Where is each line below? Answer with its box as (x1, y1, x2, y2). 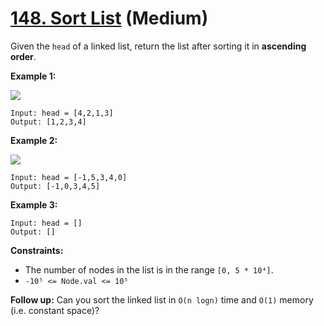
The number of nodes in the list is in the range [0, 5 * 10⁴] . (24, 263, 274, 276)
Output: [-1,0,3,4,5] (10, 181, 101, 191)
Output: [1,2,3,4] (10, 117, 87, 127)
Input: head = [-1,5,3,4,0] (10, 172, 128, 182)
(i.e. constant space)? (10, 304, 100, 316)
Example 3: (10, 198, 58, 211)
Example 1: (10, 70, 57, 82)
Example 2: (10, 134, 58, 146)
